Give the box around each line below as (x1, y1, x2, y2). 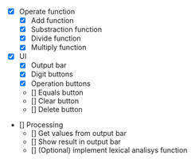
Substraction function (30, 25, 103, 34)
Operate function (18, 7, 76, 16)
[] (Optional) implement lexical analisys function (30, 145, 188, 154)
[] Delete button (30, 104, 83, 114)
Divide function (30, 33, 81, 43)
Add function (30, 16, 74, 25)
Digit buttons (30, 69, 73, 79)
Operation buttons (30, 79, 91, 88)
